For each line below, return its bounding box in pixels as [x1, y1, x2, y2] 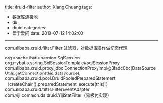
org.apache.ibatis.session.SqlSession [5, 55, 80, 60]
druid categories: [12, 25, 47, 30]
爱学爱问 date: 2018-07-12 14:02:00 [12, 30, 83, 36]
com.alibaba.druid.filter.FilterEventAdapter [5, 87, 90, 92]
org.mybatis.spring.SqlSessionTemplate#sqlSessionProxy [5, 60, 120, 66]
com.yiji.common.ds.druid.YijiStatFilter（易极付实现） [5, 92, 112, 98]
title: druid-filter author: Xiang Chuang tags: [5, 4, 92, 10]
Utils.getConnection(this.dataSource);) [5, 70, 82, 76]
